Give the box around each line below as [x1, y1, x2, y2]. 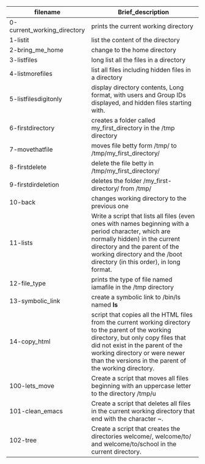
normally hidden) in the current [91, 235, 181, 243]
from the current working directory [91, 318, 191, 326]
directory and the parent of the [91, 242, 179, 250]
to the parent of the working [91, 326, 171, 334]
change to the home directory [91, 46, 177, 54]
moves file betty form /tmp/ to [91, 141, 177, 149]
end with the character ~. [91, 414, 164, 423]
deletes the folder [91, 177, 142, 185]
